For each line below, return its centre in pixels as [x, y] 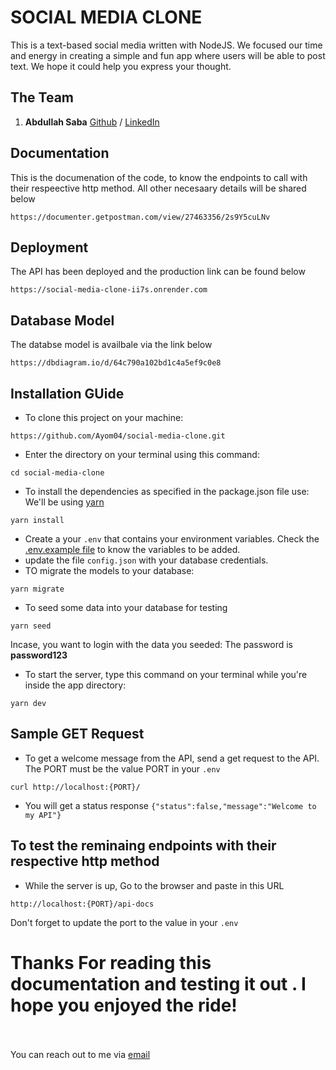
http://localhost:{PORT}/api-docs [82, 904]
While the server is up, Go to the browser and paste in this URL [154, 885]
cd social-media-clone [57, 473]
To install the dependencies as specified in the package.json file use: [167, 491]
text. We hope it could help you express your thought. [121, 66]
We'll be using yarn [64, 502]
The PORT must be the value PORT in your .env [122, 768]
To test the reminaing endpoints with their [143, 846]
